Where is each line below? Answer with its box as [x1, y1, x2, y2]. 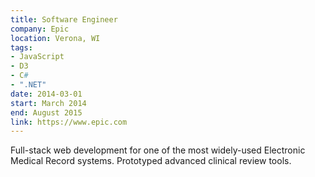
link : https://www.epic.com [10, 117, 128, 127]
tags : [10, 42, 33, 53]
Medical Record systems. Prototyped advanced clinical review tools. [10, 155, 292, 167]
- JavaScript [10, 52, 65, 62]
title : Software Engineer [10, 14, 118, 25]
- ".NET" [10, 80, 47, 90]
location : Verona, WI [10, 33, 101, 43]
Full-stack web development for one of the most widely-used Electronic [10, 144, 306, 156]
